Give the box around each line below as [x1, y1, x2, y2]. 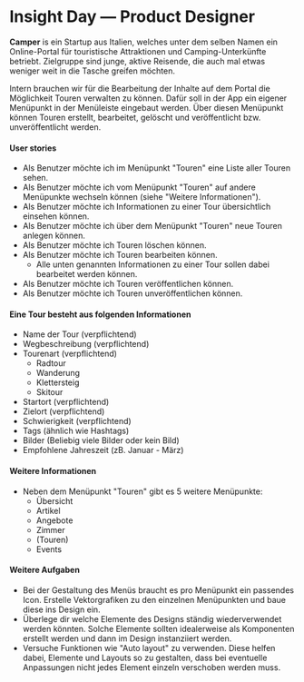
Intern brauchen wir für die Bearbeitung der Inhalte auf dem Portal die [9, 83, 270, 94]
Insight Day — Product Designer [9, 6, 256, 27]
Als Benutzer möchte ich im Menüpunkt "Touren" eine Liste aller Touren [22, 163, 291, 173]
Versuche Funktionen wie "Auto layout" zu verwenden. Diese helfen [22, 642, 276, 653]
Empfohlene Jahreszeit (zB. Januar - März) [22, 445, 184, 456]
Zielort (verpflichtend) [22, 406, 105, 417]
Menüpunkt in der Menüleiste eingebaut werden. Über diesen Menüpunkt [9, 102, 284, 113]
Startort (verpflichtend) [22, 397, 110, 408]
